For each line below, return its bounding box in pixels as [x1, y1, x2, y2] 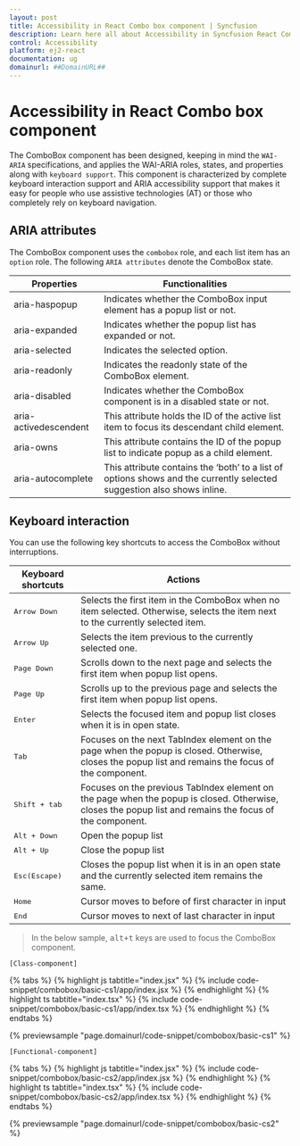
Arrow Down [13, 606, 58, 616]
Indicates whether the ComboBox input [104, 292, 268, 304]
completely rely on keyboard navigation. [9, 197, 157, 208]
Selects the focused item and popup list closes [79, 708, 277, 720]
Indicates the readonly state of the [104, 358, 248, 370]
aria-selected [13, 344, 71, 356]
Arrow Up [13, 637, 49, 647]
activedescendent [13, 420, 89, 433]
